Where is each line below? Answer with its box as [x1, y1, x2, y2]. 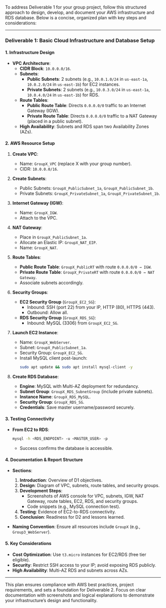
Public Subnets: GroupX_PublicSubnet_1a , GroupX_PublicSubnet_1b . [19, 185, 154, 191]
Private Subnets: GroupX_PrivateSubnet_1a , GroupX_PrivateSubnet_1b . [19, 190, 160, 196]
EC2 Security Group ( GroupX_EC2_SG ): [19, 299, 96, 305]
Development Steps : [19, 488, 63, 494]
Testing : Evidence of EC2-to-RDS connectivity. [19, 509, 116, 515]
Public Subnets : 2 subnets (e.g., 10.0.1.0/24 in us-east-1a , [27, 76, 148, 82]
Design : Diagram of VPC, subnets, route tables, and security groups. [19, 483, 160, 488]
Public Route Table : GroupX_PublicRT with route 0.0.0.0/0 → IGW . [19, 264, 152, 270]
